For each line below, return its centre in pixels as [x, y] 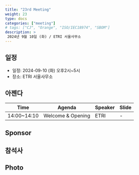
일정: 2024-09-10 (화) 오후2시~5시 [46, 70]
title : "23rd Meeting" [28, 10]
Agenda [67, 107]
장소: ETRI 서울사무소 [32, 77]
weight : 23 [16, 14]
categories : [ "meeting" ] [30, 23]
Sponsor [18, 133]
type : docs [16, 19]
